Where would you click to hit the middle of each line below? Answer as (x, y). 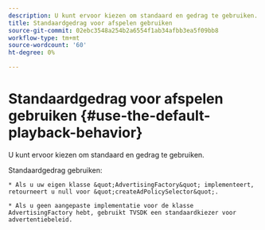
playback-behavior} (76, 133)
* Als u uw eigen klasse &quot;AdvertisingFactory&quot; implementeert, (131, 185)
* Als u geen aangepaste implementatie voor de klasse (101, 205)
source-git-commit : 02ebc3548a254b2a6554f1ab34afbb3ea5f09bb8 (113, 30)
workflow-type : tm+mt (44, 38)
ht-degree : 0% (32, 53)
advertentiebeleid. (41, 220)
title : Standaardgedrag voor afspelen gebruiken (90, 23)
